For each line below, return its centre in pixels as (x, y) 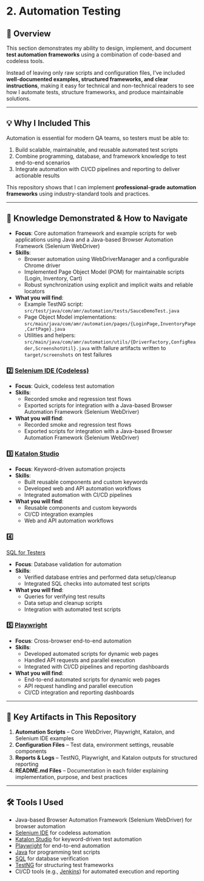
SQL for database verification (52, 859)
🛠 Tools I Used (35, 802)
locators (34, 291)
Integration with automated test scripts (73, 609)
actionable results (37, 175)
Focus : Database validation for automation (68, 564)
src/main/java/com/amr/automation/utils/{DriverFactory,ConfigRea (110, 342)
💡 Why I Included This (49, 123)
